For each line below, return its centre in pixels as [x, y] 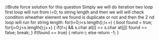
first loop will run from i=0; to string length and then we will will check [75, 12]
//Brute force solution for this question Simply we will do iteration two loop [79, 7]
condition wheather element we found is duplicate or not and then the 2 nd [80, 17]
